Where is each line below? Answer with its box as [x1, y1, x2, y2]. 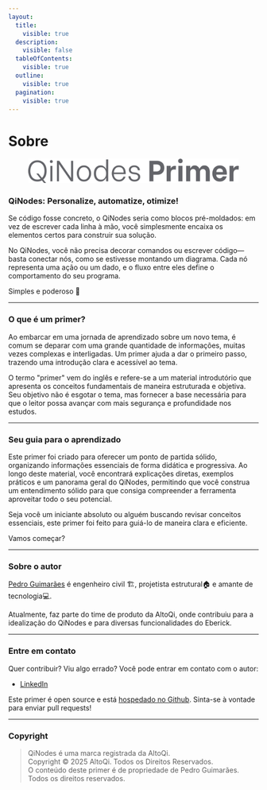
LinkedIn [19, 679, 48, 688]
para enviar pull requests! [8, 702, 92, 712]
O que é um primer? [8, 314, 86, 325]
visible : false [22, 46, 73, 55]
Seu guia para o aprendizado [8, 434, 122, 445]
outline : [15, 72, 44, 80]
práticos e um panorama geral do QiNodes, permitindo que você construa [8, 477, 250, 487]
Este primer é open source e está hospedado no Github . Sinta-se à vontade [8, 695, 256, 704]
